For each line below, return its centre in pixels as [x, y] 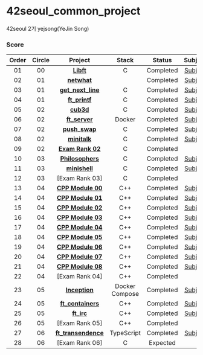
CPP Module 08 [79, 267]
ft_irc [80, 313]
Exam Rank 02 [79, 149]
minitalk [79, 139]
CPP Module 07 [79, 257]
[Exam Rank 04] [79, 277]
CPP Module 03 [79, 217]
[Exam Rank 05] [79, 323]
